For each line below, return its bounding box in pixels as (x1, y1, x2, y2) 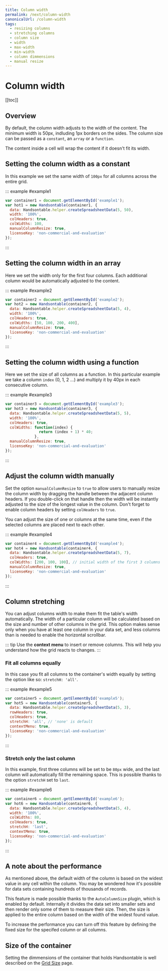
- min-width (10, 49, 35, 54)
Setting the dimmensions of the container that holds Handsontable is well (5, 955, 156, 961)
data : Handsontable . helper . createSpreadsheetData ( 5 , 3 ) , (10, 705, 131, 710)
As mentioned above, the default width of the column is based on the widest (5, 875, 163, 882)
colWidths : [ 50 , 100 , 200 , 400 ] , (10, 320, 80, 326)
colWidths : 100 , (10, 222, 44, 227)
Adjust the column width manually (5, 472, 114, 480)
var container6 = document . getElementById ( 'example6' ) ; (5, 796, 124, 801)
